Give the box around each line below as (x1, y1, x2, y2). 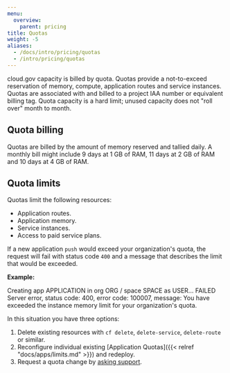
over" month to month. (7, 103, 71, 112)
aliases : (7, 42, 33, 49)
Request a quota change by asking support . (17, 358, 142, 366)
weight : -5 (7, 36, 39, 43)
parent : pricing (19, 23, 67, 30)
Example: (7, 273, 35, 281)
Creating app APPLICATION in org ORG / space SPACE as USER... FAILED (7, 286, 216, 295)
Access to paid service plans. (17, 231, 102, 240)
